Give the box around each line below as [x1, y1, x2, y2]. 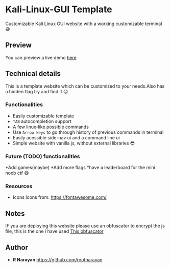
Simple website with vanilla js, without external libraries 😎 [12, 140, 135, 146]
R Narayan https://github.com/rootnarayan [12, 257, 103, 263]
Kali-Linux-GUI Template [5, 4, 112, 15]
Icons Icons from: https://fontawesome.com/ [12, 194, 107, 200]
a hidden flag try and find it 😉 [5, 88, 68, 94]
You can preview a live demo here [5, 54, 77, 60]
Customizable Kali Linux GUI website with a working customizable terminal [5, 20, 162, 27]
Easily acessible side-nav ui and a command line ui [12, 134, 120, 140]
